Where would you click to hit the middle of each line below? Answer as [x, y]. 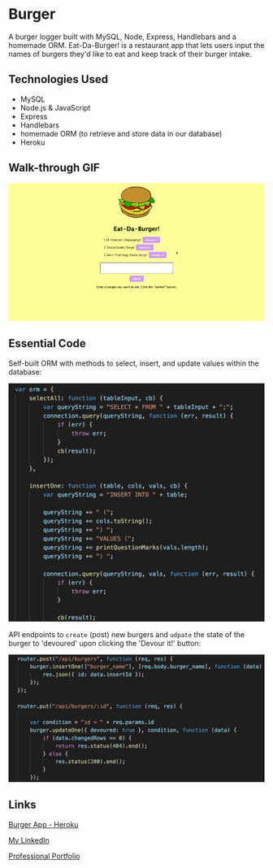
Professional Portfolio [44, 856]
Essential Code [48, 343]
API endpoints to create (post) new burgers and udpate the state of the [127, 634]
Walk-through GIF [54, 168]
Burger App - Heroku [43, 824]
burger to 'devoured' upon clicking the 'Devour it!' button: [105, 643]
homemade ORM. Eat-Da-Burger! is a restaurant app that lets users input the [136, 45]
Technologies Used [58, 79]
